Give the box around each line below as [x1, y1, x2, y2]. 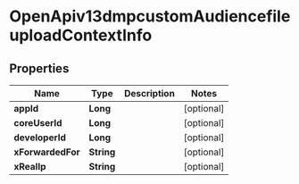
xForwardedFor [13, 146, 80, 158]
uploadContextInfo [9, 25, 153, 46]
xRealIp [13, 161, 46, 172]
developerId [13, 131, 67, 144]
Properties [9, 61, 70, 76]
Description [123, 88, 176, 99]
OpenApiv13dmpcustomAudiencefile [9, 6, 291, 27]
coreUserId [13, 117, 62, 129]
